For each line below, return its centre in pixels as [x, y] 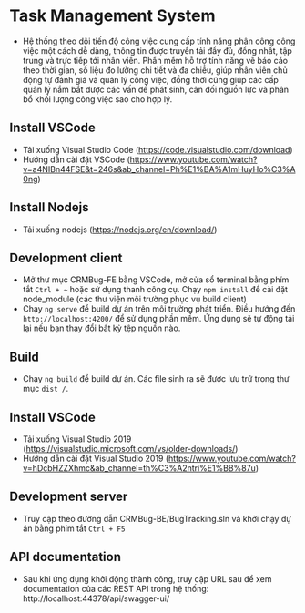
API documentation [65, 557]
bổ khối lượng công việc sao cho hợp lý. [97, 99]
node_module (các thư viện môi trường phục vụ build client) [135, 299]
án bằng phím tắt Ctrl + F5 [74, 528]
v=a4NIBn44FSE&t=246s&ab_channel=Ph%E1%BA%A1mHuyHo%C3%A [159, 169]
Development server [69, 497]
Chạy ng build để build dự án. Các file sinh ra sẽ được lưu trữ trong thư [156, 379]
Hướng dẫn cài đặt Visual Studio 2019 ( [96, 458]
